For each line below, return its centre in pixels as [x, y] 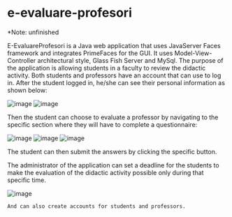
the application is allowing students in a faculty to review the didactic [107, 68]
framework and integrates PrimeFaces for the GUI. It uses [90, 53]
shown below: [27, 90]
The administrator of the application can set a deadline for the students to [113, 165]
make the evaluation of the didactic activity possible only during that [106, 172]
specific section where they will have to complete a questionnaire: [102, 124]
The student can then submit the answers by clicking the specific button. [112, 151]
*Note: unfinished [33, 32]
